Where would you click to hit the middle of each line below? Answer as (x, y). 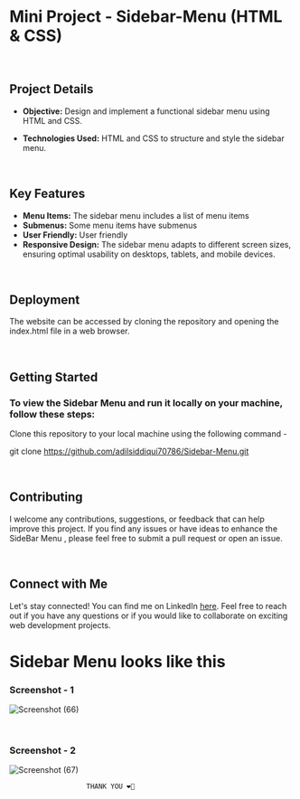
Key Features (47, 194)
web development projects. (60, 625)
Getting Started (54, 377)
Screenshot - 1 (42, 690)
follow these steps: (52, 414)
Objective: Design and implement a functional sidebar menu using (146, 111)
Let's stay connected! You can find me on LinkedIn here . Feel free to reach (148, 606)
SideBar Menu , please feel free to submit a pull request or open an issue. (146, 538)
